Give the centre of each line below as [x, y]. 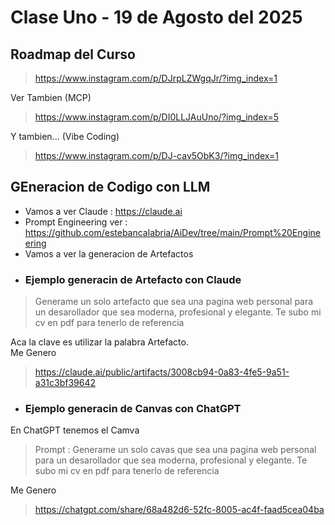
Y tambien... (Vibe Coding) [65, 136]
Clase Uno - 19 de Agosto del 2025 [156, 17]
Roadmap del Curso [73, 54]
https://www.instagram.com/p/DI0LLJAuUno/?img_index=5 [156, 117]
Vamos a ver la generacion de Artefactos [109, 253]
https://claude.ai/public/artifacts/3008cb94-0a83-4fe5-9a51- [162, 372]
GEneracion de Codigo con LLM [110, 187]
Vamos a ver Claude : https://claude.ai [103, 211]
